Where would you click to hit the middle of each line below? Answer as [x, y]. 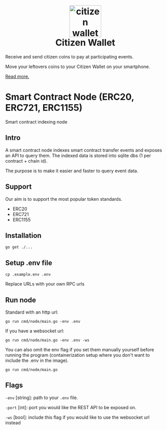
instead [13, 422]
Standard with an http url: [32, 312]
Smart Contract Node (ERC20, [70, 97]
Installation [23, 236]
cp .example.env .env [28, 274]
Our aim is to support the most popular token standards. [64, 199]
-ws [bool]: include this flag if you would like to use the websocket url [77, 417]
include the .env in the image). [37, 360]
